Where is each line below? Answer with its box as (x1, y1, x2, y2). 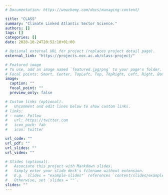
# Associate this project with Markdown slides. (5, 163, 113, 169)
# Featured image (5, 62, 41, 67)
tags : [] (5, 30, 23, 35)
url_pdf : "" (5, 140, 30, 145)
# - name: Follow (5, 113, 41, 118)
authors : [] (5, 25, 30, 30)
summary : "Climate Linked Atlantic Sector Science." (5, 21, 117, 26)
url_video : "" (5, 150, 35, 155)
